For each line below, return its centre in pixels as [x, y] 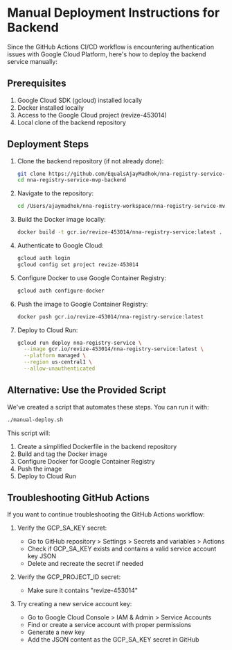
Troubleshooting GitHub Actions [79, 498]
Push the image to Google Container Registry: [82, 304]
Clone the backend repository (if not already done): [90, 161]
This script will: [29, 433]
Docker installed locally [51, 107]
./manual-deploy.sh [35, 420]
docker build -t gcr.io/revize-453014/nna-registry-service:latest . [120, 232]
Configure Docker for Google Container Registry [86, 461]
